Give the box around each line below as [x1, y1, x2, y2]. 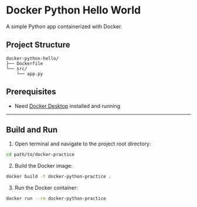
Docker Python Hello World [6, 4, 141, 17]
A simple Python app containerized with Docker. [6, 23, 123, 30]
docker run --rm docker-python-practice [6, 196, 107, 202]
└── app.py [16, 71, 43, 77]
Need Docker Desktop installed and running [14, 102, 121, 109]
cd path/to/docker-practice [6, 152, 75, 158]
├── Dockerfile [6, 60, 43, 66]
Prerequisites [6, 87, 56, 97]
